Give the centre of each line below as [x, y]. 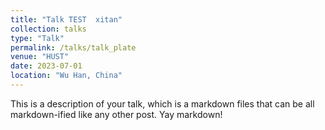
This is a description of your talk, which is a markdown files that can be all [162, 103]
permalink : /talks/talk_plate [73, 47]
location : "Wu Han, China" [66, 76]
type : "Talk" [37, 38]
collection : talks [48, 29]
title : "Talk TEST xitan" [66, 19]
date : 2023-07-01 [46, 66]
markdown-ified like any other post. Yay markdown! [116, 114]
